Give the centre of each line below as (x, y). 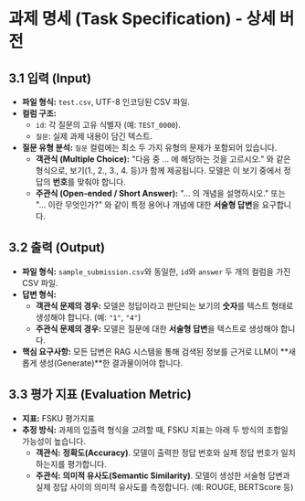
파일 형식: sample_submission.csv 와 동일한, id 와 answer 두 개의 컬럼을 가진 (156, 272)
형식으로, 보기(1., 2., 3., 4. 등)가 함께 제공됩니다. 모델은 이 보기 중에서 (158, 171)
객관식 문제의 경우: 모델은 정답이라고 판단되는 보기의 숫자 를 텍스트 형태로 (164, 305)
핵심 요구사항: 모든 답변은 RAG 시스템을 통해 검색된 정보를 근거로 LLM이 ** (155, 351)
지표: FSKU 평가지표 (58, 418)
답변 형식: (39, 294)
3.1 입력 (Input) (50, 78)
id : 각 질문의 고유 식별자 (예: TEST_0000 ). (108, 125)
